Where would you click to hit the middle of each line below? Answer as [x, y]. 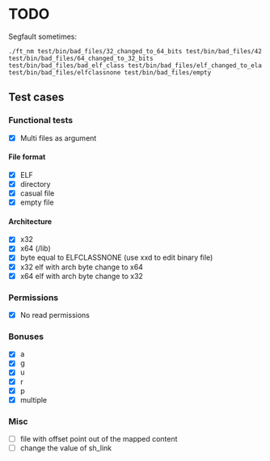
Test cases [36, 97]
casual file [37, 193]
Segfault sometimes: [42, 36]
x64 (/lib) [35, 248]
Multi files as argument [58, 137]
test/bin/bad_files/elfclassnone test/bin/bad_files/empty [110, 72]
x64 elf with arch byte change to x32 [82, 276]
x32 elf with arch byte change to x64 [82, 267]
